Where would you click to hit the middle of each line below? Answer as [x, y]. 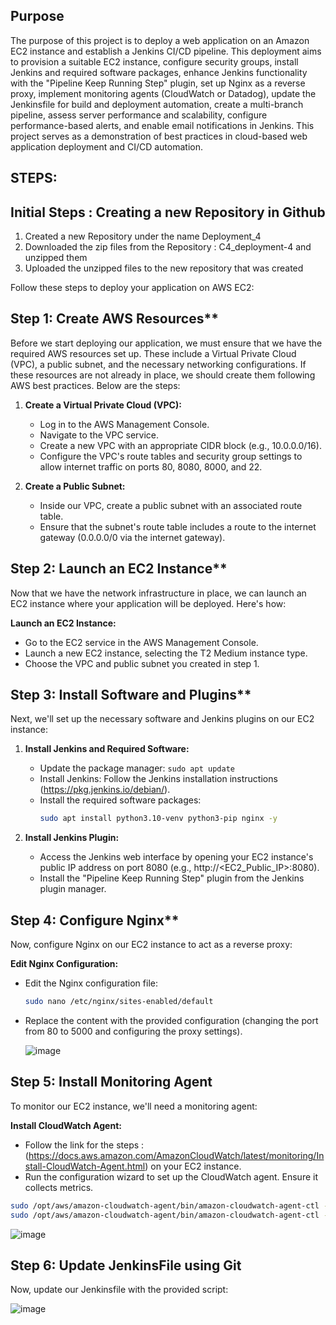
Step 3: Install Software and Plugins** [131, 695]
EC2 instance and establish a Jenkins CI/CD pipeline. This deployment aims [166, 51]
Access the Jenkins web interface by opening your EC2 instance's [176, 857]
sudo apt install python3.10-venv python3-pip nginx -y [158, 819]
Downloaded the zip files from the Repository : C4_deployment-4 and [168, 247]
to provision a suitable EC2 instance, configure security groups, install [154, 61]
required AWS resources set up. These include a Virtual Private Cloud [153, 353]
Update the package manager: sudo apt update [137, 768]
